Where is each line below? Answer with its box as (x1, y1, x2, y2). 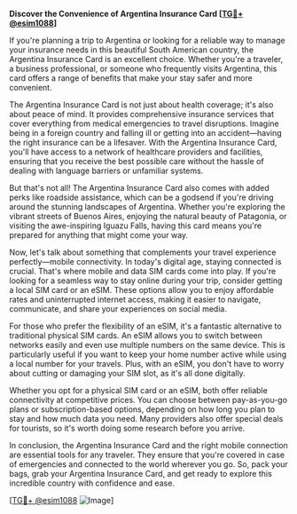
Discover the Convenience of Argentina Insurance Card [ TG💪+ (9, 9, 244, 19)
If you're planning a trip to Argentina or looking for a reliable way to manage (9, 36, 285, 45)
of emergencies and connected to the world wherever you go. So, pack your (9, 459, 288, 470)
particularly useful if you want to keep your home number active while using (9, 349, 287, 360)
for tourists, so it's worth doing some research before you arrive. (9, 423, 246, 433)
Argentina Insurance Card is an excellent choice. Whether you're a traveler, (9, 54, 284, 64)
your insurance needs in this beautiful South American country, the (9, 44, 254, 55)
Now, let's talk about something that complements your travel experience (9, 247, 277, 257)
